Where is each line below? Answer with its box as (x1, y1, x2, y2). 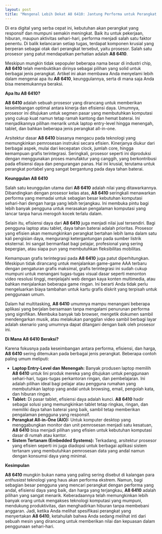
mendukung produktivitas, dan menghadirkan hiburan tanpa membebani (5, 502, 149, 508)
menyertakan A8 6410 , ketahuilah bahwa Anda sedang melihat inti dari (5, 513, 146, 519)
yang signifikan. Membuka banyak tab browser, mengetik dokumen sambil (5, 311, 153, 317)
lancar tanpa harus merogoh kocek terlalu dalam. (5, 210, 103, 216)
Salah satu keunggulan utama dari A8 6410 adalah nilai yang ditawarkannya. (5, 185, 158, 190)
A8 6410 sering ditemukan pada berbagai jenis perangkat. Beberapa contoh (5, 350, 157, 356)
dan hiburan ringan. (12, 391, 52, 396)
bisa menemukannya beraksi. (5, 81, 64, 86)
